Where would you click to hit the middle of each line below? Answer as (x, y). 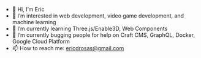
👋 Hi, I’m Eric (28, 9)
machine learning (34, 22)
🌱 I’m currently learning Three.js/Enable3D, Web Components (90, 28)
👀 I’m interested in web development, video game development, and (98, 16)
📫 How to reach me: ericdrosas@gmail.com (68, 48)
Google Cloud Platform (41, 41)
